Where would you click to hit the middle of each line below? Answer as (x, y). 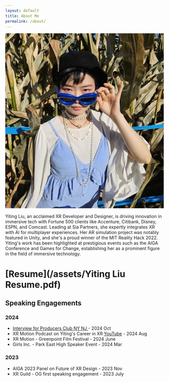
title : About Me (22, 16)
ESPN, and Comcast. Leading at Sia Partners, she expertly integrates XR (80, 227)
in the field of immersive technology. (43, 254)
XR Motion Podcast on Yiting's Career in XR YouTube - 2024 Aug (80, 334)
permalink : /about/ (26, 21)
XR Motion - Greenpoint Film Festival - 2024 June (64, 339)
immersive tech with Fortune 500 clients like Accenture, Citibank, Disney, (81, 221)
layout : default (22, 11)
